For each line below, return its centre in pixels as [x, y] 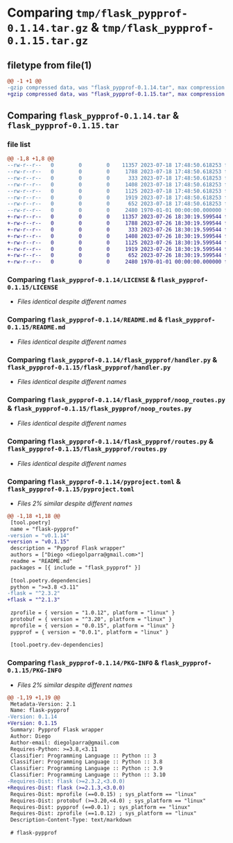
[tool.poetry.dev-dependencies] [57, 645]
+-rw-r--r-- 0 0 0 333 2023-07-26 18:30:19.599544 [114, 229]
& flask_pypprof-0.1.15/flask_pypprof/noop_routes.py [100, 408]
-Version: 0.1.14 [32, 717]
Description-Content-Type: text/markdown [71, 820]
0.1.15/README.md [36, 328]
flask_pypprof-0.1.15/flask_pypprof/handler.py [89, 367]
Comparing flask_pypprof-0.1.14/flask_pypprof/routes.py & [110, 442]
